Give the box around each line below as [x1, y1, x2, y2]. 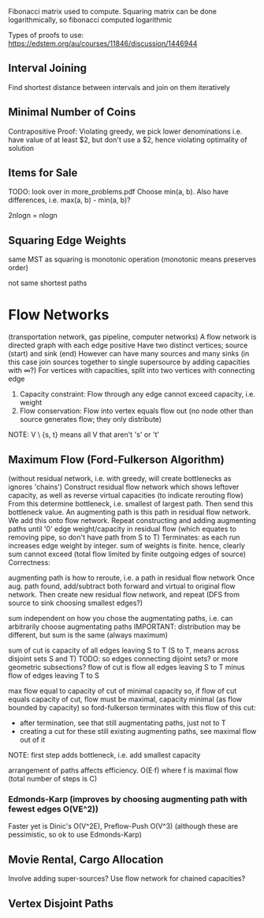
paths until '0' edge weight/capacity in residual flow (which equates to [8, 525, 236, 533]
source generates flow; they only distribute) [19, 415, 162, 424]
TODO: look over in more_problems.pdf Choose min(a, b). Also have [8, 187, 229, 197]
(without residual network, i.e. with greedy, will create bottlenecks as [8, 474, 232, 483]
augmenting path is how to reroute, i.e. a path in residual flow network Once [8, 573, 255, 582]
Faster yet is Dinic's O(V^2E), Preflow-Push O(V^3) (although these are [8, 822, 239, 831]
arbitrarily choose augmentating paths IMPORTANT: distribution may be [8, 622, 241, 631]
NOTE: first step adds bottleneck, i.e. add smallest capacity [8, 751, 201, 759]
